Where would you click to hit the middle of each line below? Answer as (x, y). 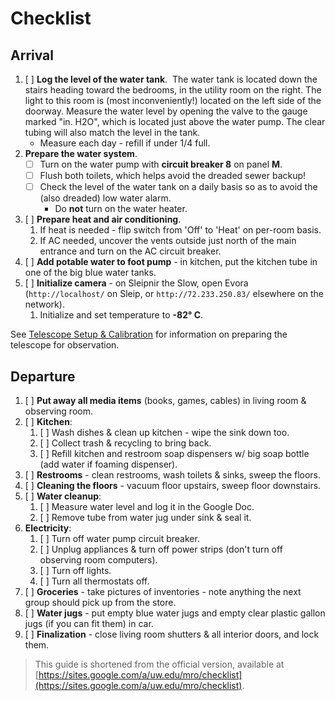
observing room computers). (98, 560)
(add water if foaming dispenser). (108, 464)
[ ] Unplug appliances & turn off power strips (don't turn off (161, 549)
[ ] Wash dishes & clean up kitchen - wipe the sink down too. (164, 432)
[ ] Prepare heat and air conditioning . (103, 219)
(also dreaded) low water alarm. (105, 198)
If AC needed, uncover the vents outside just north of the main (168, 241)
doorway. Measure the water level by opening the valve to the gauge (166, 111)
